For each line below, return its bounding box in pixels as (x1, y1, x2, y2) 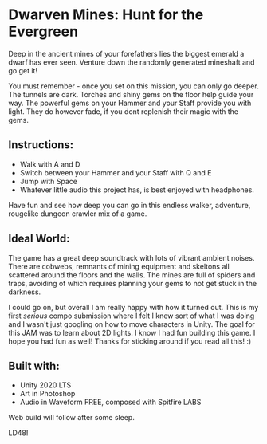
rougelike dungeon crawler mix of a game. (8, 209, 147, 218)
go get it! (8, 65, 38, 75)
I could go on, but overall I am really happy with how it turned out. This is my (8, 302, 259, 312)
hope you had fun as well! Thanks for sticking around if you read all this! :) (8, 336, 252, 346)
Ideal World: (8, 232, 70, 246)
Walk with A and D (19, 159, 80, 169)
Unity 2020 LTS (19, 380, 72, 390)
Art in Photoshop (19, 389, 76, 399)
